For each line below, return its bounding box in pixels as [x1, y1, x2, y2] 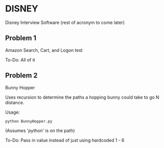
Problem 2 [5, 71, 38, 80]
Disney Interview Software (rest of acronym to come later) [5, 19, 125, 25]
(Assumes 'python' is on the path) [5, 128, 75, 134]
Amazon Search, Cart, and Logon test [5, 47, 83, 53]
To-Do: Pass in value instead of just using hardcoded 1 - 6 [5, 137, 124, 143]
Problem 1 [5, 34, 36, 42]
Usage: [5, 109, 20, 115]
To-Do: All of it [5, 57, 35, 63]
